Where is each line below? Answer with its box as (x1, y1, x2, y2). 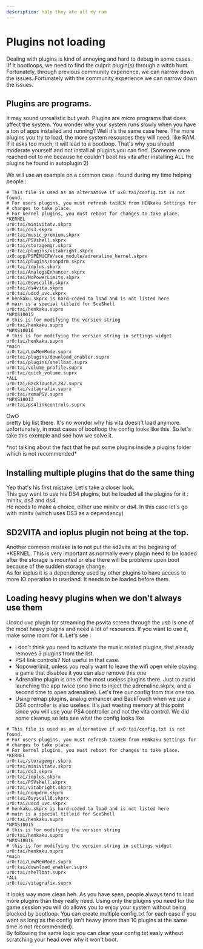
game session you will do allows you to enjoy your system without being (6, 903, 187, 911)
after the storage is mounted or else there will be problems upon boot (6, 556, 180, 563)
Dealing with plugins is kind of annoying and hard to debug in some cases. (6, 55, 192, 62)
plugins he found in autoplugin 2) (6, 160, 89, 167)
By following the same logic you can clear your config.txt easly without (6, 929, 184, 936)
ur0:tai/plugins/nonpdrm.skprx (6, 258, 85, 265)
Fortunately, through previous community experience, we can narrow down (6, 68, 195, 75)
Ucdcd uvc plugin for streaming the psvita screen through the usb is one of (6, 618, 194, 626)
